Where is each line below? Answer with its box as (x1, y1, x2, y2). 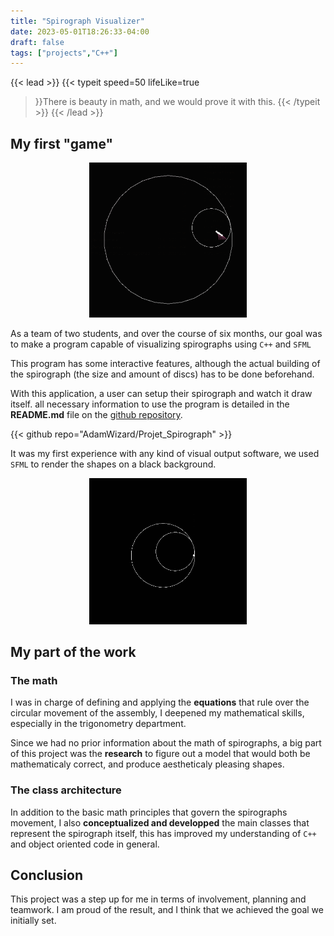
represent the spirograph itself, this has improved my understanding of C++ (10, 827, 317, 839)
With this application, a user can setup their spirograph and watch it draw (10, 388, 313, 400)
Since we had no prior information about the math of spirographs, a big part (10, 737, 322, 749)
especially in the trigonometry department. (10, 718, 187, 730)
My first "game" (10, 135, 114, 152)
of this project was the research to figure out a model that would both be (10, 748, 311, 760)
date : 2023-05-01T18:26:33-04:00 (10, 26, 150, 37)
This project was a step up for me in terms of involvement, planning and (10, 893, 307, 905)
